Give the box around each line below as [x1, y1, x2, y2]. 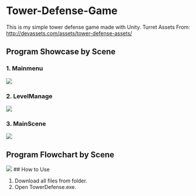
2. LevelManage [6, 92, 53, 100]
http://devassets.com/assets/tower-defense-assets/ [6, 29, 133, 36]
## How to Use [13, 166, 50, 173]
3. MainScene [6, 119, 46, 127]
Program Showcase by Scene [6, 47, 116, 57]
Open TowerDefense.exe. [14, 184, 76, 191]
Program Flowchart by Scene [6, 150, 114, 160]
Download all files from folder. [14, 177, 87, 184]
